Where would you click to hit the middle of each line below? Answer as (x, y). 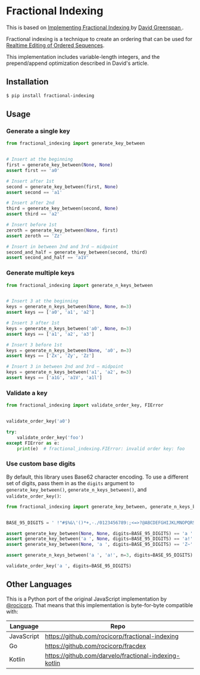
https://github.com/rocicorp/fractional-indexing (112, 636)
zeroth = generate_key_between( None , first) (62, 230)
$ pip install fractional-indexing (50, 96)
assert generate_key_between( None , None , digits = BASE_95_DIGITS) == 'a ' (100, 533)
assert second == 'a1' (34, 192)
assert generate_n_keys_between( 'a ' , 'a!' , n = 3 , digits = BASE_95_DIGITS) (100, 555)
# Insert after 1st (30, 181)
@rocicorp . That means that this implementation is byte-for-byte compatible (100, 605)
